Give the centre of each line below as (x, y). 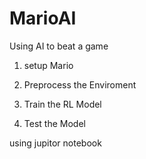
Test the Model (54, 123)
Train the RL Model (62, 104)
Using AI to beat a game (59, 46)
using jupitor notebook (55, 143)
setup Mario (48, 65)
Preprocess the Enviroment (80, 84)
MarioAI (43, 18)
